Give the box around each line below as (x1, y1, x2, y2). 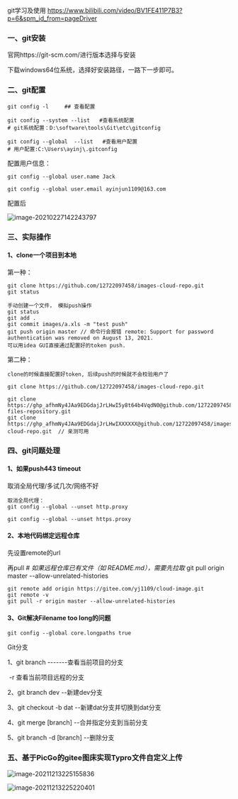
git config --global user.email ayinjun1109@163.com (7, 185, 166, 193)
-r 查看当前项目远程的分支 (8, 673, 85, 682)
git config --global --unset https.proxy (7, 515, 132, 523)
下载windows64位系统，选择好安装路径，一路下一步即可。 (7, 66, 178, 74)
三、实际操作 (7, 232, 52, 242)
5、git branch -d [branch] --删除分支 (7, 733, 115, 742)
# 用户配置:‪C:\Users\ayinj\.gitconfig (7, 145, 118, 152)
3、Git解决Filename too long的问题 (7, 613, 111, 622)
